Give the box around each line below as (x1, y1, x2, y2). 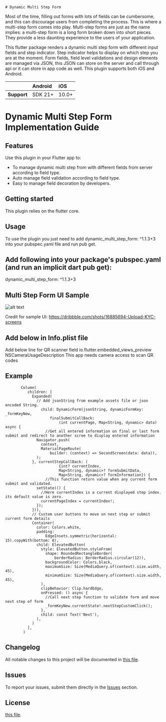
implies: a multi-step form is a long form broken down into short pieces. (5, 29, 152, 35)
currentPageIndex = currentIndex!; (40, 498, 115, 503)
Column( (20, 385, 37, 390)
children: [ (27, 389, 52, 394)
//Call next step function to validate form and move (45, 594, 160, 600)
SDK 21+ (32, 91, 54, 98)
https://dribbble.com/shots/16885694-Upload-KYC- (49, 314, 156, 320)
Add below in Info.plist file (5, 333, 88, 342)
